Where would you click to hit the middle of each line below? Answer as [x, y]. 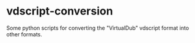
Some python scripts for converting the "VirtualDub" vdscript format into [98, 28]
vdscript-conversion [60, 11]
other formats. [24, 34]
